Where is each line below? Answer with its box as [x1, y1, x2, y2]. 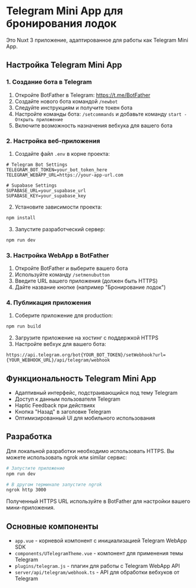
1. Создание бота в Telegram [6, 78, 92, 86]
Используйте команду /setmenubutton [14, 271, 110, 278]
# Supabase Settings [6, 183, 58, 188]
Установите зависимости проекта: [14, 203, 102, 210]
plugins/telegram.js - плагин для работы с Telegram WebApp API [14, 562, 180, 570]
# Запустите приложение [6, 465, 65, 471]
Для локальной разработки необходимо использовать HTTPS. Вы [6, 447, 175, 454]
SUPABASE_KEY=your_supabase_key [6, 193, 86, 199]
